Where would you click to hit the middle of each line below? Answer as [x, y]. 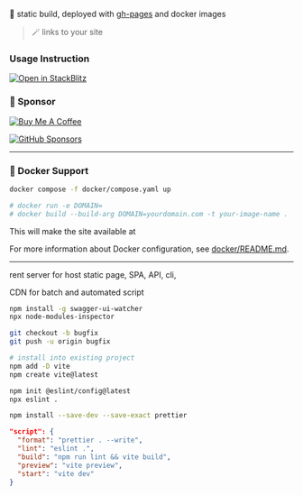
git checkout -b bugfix [54, 334]
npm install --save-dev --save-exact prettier [98, 416]
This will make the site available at [73, 231]
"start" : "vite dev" [56, 473]
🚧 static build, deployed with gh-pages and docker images [118, 14]
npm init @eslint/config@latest [70, 391]
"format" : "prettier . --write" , [80, 440]
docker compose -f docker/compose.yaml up [90, 189]
